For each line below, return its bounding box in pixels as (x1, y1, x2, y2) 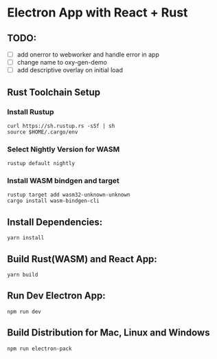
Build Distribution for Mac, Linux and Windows (7, 327, 210, 338)
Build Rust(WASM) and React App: (7, 253, 158, 265)
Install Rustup (7, 107, 54, 116)
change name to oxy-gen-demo (16, 58, 108, 67)
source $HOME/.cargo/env (7, 129, 78, 135)
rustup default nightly (7, 160, 76, 167)
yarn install (7, 235, 45, 241)
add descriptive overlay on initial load (16, 66, 124, 74)
